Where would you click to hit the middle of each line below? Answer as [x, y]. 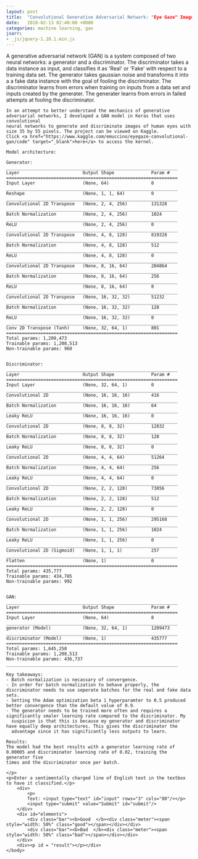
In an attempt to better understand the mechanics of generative [88, 111]
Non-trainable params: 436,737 [44, 659]
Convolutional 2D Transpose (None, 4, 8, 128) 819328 [87, 235]
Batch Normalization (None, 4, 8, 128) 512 [83, 245]
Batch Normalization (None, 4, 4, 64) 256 [83, 468]
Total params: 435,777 [34, 571]
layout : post [22, 12]
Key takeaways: [25, 675]
